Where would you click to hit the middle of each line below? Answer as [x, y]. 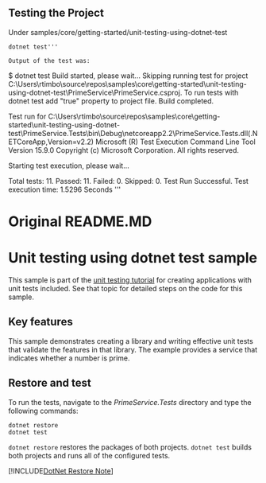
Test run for [27, 116]
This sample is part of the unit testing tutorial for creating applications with [130, 280]
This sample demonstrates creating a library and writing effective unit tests [131, 341]
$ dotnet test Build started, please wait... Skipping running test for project [128, 76]
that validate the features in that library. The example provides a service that [133, 349]
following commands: [43, 411]
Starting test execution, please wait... [69, 166]
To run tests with [211, 92]
